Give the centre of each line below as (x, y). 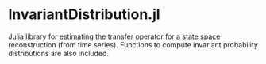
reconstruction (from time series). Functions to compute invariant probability (133, 44)
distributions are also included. (59, 53)
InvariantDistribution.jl (84, 15)
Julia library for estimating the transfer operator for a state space (114, 36)
